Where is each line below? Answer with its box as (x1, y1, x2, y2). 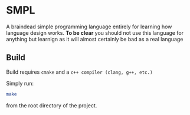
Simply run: (6, 80, 34, 87)
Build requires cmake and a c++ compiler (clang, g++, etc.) (6, 68, 153, 75)
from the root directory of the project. (6, 101, 97, 109)
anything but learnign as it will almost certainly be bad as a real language (6, 35, 184, 42)
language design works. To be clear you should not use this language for (6, 29, 184, 36)
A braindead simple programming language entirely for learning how (6, 23, 172, 30)
